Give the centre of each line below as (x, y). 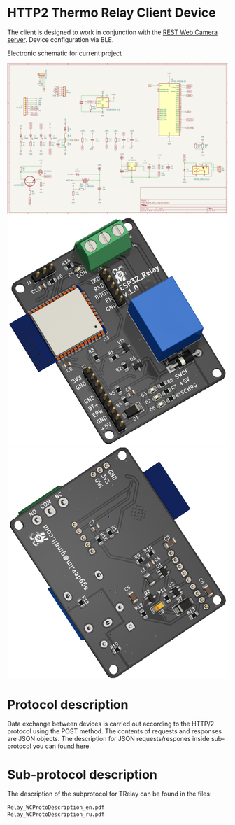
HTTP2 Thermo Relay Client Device (112, 13)
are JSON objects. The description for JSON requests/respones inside (108, 739)
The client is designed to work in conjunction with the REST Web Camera (113, 32)
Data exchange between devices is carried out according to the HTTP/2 (111, 724)
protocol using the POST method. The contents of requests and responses (115, 731)
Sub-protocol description (82, 774)
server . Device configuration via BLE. (60, 39)
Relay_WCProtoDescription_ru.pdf (56, 815)
